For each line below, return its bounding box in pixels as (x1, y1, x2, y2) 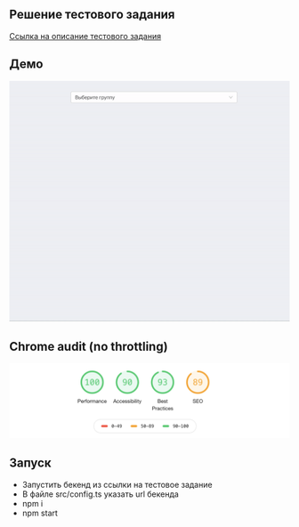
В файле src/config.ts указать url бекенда (21, 489, 180, 499)
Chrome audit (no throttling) (9, 338, 168, 354)
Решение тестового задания (9, 7, 175, 22)
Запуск (9, 456, 52, 471)
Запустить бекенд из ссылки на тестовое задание (21, 479, 213, 490)
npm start (21, 507, 58, 518)
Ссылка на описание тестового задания (9, 30, 162, 41)
